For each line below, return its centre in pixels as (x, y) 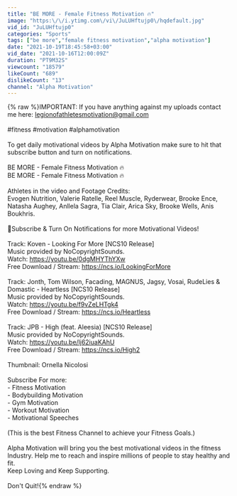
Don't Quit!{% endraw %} (45, 486)
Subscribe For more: (37, 380)
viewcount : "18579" (36, 67)
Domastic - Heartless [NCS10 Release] (64, 290)
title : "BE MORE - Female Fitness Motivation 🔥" (81, 14)
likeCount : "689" (33, 73)
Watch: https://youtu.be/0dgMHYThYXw (66, 259)
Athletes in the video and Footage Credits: (69, 191)
